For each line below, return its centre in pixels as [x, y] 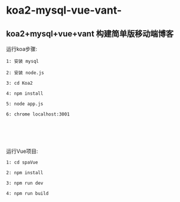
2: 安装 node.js [25, 73]
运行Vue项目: [22, 151]
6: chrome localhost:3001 [38, 114]
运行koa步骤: [22, 49]
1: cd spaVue [22, 162]
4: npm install [25, 94]
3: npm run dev [25, 183]
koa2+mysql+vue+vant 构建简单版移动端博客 [90, 33]
